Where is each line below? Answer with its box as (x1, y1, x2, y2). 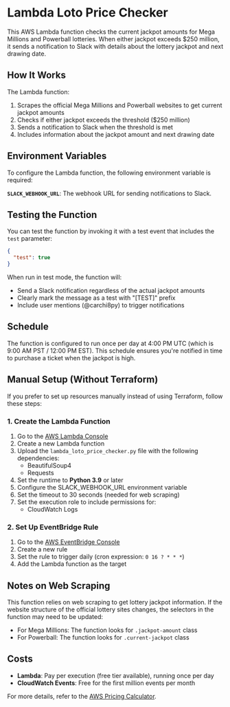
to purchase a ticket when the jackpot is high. (7, 353, 136, 362)
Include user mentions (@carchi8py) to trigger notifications (16, 301, 185, 309)
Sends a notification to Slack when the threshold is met (16, 122, 174, 131)
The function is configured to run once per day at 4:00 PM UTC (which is (7, 339, 214, 347)
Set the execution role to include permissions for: (16, 497, 157, 506)
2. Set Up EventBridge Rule (7, 522, 99, 532)
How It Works (7, 69, 67, 81)
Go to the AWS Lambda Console (16, 432, 108, 440)
